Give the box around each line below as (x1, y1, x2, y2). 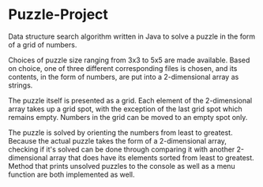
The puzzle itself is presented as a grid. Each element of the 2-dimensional (8, 95, 253, 105)
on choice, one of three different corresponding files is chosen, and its (8, 63, 238, 73)
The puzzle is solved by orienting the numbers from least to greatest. (8, 128, 233, 137)
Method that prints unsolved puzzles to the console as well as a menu (8, 161, 235, 170)
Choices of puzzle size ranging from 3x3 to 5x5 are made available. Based (8, 55, 250, 65)
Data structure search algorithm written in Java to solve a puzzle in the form (8, 32, 256, 41)
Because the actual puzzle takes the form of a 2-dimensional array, (8, 136, 227, 145)
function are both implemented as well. (8, 170, 136, 179)
